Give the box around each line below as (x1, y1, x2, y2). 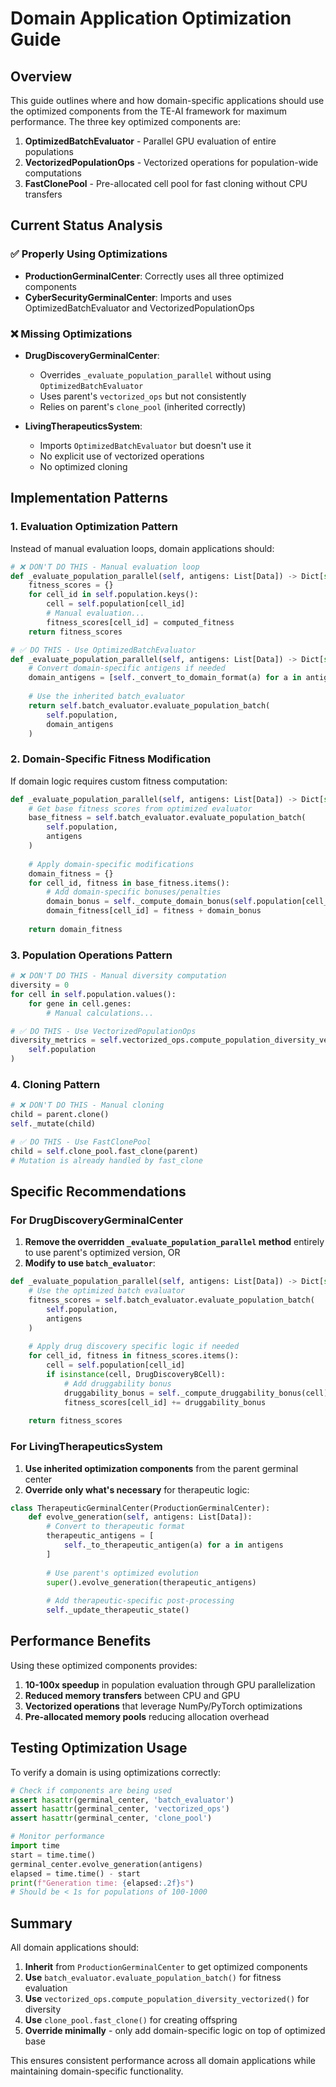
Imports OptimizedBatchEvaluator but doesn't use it (39, 439, 252, 451)
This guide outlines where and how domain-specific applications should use (10, 95, 325, 106)
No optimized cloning (39, 460, 128, 472)
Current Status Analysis (10, 217, 163, 234)
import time (10, 1841, 60, 1851)
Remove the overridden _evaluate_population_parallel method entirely (24, 1236, 325, 1248)
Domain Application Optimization (10, 7, 292, 30)
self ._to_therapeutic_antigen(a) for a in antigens (63, 1540, 284, 1551)
